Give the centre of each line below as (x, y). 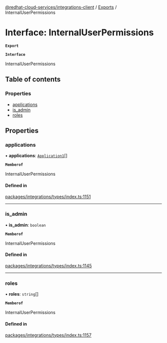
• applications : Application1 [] (36, 156)
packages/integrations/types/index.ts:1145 (48, 266)
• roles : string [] (22, 294)
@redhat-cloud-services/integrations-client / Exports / (61, 7)
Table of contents (33, 79)
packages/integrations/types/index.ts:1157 (48, 335)
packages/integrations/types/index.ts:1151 (48, 197)
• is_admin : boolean (26, 225)
